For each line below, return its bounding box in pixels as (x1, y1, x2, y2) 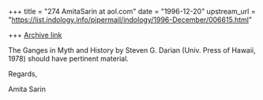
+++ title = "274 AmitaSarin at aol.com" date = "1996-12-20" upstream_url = (8, 7, 256, 16)
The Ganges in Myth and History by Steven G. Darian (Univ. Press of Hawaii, (8, 46, 257, 54)
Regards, (8, 69, 38, 78)
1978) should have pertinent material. (8, 54, 129, 63)
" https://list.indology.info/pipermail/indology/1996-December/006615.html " (8, 15, 253, 24)
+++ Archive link (8, 31, 62, 39)
